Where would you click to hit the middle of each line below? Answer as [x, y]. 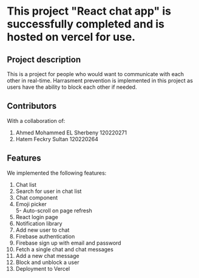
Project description [44, 59]
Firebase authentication [45, 236]
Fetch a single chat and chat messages [65, 249]
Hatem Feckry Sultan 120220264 [57, 139]
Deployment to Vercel [43, 268]
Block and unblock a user [47, 262]
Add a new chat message [47, 255]
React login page [37, 217]
